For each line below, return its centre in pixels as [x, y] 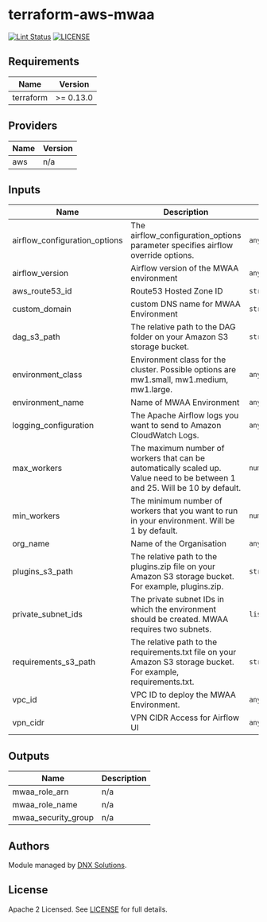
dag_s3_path [37, 337]
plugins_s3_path [43, 572]
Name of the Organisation [178, 544]
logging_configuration [53, 426]
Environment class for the [178, 360]
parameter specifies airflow [182, 246]
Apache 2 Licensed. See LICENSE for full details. [88, 909]
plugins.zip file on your [173, 566]
